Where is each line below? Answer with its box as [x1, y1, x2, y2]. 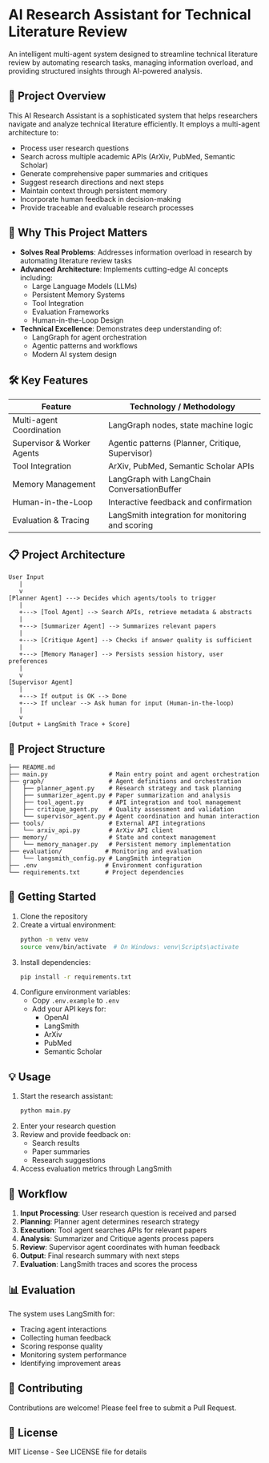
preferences [8, 657, 48, 665]
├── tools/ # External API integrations [8, 819, 206, 827]
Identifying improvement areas [19, 1358, 122, 1368]
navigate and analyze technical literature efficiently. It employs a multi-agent [8, 119, 260, 129]
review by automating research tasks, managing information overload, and [8, 58, 254, 67]
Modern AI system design [31, 349, 118, 359]
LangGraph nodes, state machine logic [107, 420, 254, 431]
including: [19, 272, 53, 282]
